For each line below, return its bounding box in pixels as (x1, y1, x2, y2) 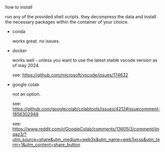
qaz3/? (12, 131, 27, 137)
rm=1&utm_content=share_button (12, 142, 81, 148)
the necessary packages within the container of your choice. (5, 19, 129, 25)
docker (12, 48, 27, 53)
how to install (5, 4, 33, 10)
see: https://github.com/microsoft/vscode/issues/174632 (12, 72, 128, 78)
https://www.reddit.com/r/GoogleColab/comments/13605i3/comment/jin (12, 126, 160, 132)
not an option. (12, 91, 41, 97)
